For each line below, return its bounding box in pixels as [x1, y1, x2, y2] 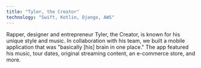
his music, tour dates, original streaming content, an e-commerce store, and [6, 50, 196, 57]
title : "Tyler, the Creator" [6, 8, 80, 15]
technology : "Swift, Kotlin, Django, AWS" [6, 14, 115, 20]
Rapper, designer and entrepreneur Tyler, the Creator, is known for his [6, 30, 180, 38]
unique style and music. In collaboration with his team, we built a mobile [6, 37, 185, 44]
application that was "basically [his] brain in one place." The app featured [6, 43, 189, 51]
